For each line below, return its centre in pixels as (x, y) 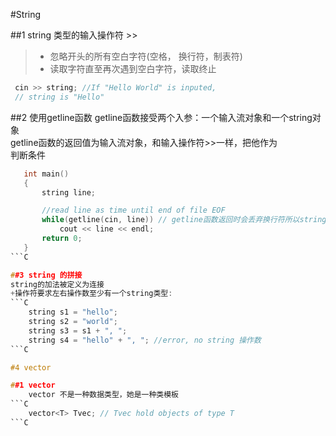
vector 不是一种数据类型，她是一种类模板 (103, 395)
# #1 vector (33, 385)
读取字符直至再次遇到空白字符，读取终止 (133, 68)
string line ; (69, 192)
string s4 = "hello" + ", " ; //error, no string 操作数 (145, 340)
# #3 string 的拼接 (46, 275)
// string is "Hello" (59, 97)
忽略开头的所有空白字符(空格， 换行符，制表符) (146, 56)
